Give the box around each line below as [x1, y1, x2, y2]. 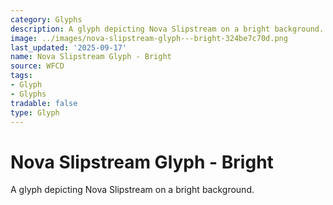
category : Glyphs [10, 14, 83, 25]
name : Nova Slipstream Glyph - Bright [10, 52, 172, 62]
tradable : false [10, 98, 78, 108]
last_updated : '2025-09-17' [10, 42, 128, 53]
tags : [10, 71, 33, 81]
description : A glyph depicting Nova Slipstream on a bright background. [10, 24, 325, 34]
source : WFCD [10, 61, 65, 71]
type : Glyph [10, 107, 60, 118]
